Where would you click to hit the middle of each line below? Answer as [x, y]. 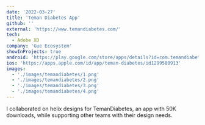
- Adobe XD [26, 40]
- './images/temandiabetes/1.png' [56, 74]
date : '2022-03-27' [31, 12]
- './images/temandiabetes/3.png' [56, 86]
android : [17, 57]
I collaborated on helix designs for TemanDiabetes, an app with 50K [92, 109]
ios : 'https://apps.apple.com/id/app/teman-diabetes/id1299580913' [94, 63]
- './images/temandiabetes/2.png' [56, 80]
